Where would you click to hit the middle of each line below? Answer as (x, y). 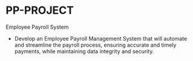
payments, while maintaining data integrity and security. (84, 51)
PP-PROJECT (40, 10)
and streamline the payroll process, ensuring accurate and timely (95, 45)
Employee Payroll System (37, 27)
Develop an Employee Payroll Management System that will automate (101, 38)
